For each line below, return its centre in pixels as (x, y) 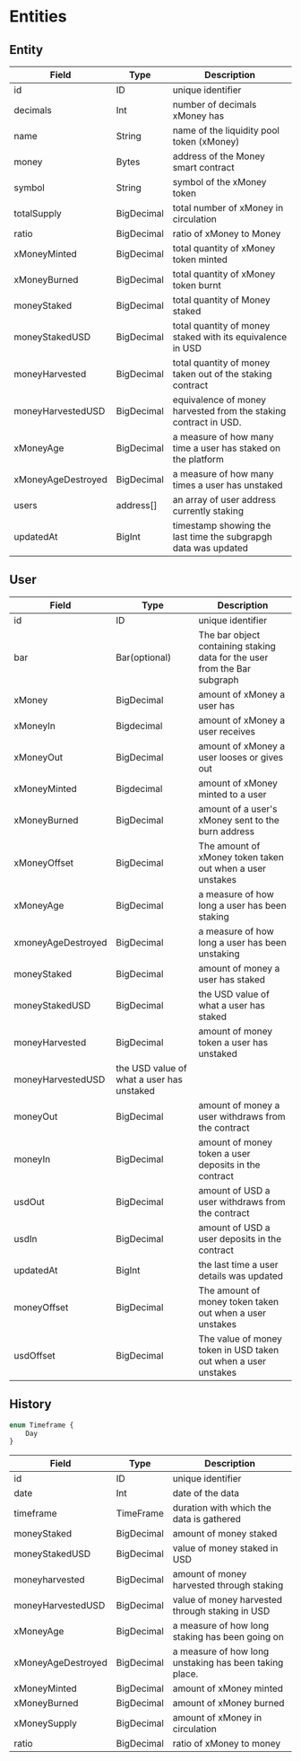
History (30, 1404)
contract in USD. (207, 422)
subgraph (219, 680)
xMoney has (198, 116)
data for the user (233, 657)
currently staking (208, 511)
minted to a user (232, 794)
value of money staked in (225, 1548)
